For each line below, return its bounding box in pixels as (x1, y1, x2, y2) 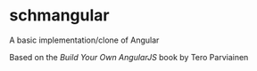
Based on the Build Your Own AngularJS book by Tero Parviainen (9, 51, 249, 62)
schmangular (9, 5, 110, 26)
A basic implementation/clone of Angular (9, 35, 160, 45)
